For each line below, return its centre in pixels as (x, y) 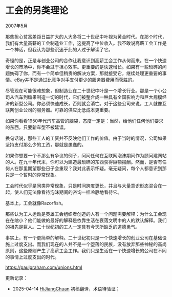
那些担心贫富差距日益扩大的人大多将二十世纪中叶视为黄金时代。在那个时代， (86, 36)
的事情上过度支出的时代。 (32, 257)
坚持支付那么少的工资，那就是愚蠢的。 (46, 144)
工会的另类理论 (37, 11)
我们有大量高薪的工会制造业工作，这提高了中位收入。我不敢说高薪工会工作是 (86, 43)
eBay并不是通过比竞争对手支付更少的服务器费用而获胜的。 (76, 80)
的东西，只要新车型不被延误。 (37, 127)
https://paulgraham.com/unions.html (44, 267)
